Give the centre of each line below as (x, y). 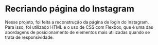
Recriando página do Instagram (70, 9)
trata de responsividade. (29, 37)
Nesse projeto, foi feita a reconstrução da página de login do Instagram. (77, 22)
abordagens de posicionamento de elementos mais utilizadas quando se (78, 32)
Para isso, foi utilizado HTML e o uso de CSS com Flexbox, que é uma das (79, 27)
